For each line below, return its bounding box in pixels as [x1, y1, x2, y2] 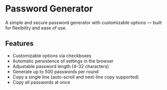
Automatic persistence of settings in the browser [12, 58, 114, 64]
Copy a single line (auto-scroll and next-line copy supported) [12, 73, 139, 80]
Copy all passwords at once [12, 79, 70, 85]
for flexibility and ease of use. [5, 24, 67, 30]
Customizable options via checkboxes [12, 52, 92, 58]
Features [5, 39, 34, 48]
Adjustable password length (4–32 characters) [12, 63, 109, 69]
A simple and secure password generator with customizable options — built [5, 19, 162, 25]
